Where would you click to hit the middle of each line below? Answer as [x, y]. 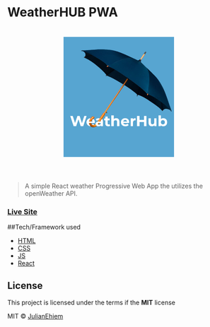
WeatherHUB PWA [63, 12]
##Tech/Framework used [44, 227]
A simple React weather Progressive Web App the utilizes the [114, 186]
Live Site [22, 212]
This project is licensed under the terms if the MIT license [91, 303]
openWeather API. [51, 194]
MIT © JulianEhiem [35, 316]
